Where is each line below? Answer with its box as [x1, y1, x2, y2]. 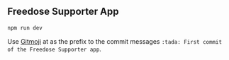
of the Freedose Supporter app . [7, 44, 101, 53]
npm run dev [7, 24, 43, 31]
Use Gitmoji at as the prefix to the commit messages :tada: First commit [7, 37, 222, 45]
